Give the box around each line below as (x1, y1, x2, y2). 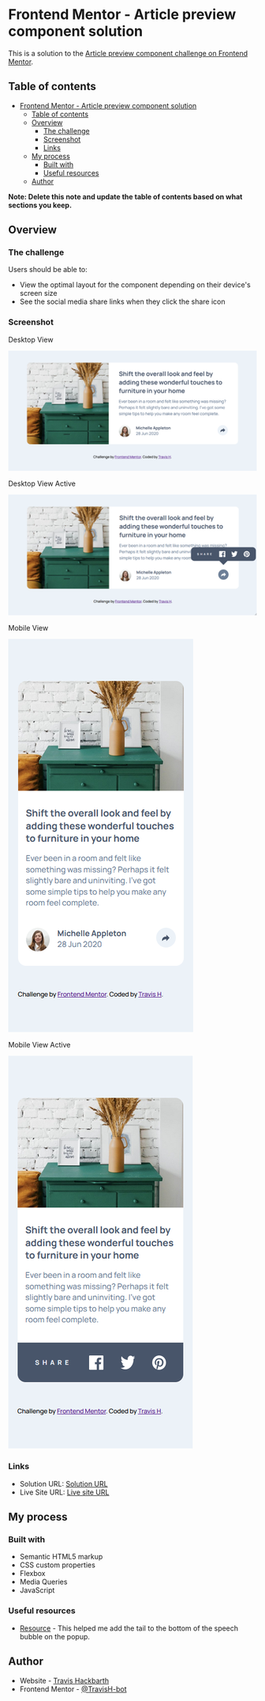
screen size (19, 289, 58, 298)
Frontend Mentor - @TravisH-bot (19, 1684, 127, 1694)
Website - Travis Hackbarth (19, 1676, 109, 1685)
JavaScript (19, 1585, 55, 1595)
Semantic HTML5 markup (19, 1552, 103, 1562)
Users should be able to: (8, 265, 88, 275)
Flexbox (19, 1569, 46, 1578)
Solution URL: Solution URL (19, 1479, 108, 1488)
